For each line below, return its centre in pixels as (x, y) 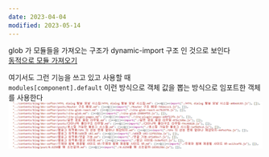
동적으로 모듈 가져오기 (43, 60)
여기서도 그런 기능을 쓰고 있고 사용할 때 (70, 77)
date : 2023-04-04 (37, 17)
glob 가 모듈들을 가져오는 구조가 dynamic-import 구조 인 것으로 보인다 (120, 50)
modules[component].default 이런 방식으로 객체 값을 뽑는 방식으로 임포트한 (127, 87)
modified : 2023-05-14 (45, 25)
